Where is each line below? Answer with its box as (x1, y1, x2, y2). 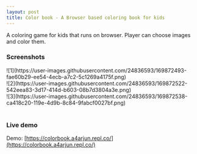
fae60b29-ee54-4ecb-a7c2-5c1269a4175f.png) (6, 73, 126, 80)
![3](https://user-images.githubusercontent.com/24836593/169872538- (6, 93, 188, 100)
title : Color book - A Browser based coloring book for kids (6, 15, 165, 21)
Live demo (6, 121, 38, 129)
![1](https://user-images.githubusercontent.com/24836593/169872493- (6, 66, 187, 74)
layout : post (6, 9, 40, 15)
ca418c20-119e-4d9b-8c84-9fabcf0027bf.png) (6, 99, 126, 107)
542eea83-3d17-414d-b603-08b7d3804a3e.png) (6, 86, 132, 93)
